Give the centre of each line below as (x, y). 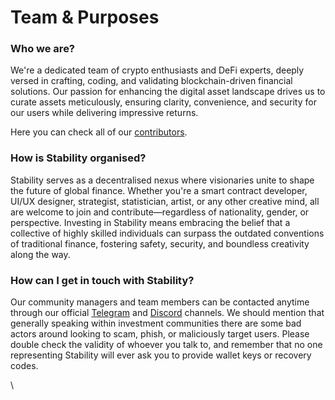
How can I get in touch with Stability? (102, 280)
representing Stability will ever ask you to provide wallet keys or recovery (161, 355)
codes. (24, 366)
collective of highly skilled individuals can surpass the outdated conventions (167, 233)
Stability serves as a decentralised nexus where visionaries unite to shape (162, 180)
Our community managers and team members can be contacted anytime (160, 302)
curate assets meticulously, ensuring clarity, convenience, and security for (163, 102)
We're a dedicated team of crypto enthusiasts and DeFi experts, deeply (157, 70)
